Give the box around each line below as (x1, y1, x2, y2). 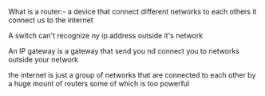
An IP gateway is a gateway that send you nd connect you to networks (8, 46, 239, 55)
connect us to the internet (8, 15, 93, 25)
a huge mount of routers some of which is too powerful (8, 79, 190, 88)
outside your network (8, 55, 79, 64)
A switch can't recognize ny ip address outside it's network (8, 31, 204, 40)
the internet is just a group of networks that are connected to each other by (8, 70, 256, 79)
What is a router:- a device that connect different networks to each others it (8, 7, 257, 16)
